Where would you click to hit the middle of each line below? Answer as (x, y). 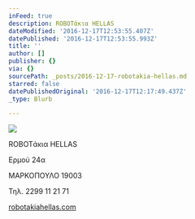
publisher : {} (32, 62)
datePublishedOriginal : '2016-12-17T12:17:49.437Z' (97, 91)
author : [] (27, 54)
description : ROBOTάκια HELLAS (61, 24)
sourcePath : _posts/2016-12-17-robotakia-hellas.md (97, 76)
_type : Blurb (30, 99)
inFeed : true (30, 16)
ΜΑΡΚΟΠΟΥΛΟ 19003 (45, 176)
